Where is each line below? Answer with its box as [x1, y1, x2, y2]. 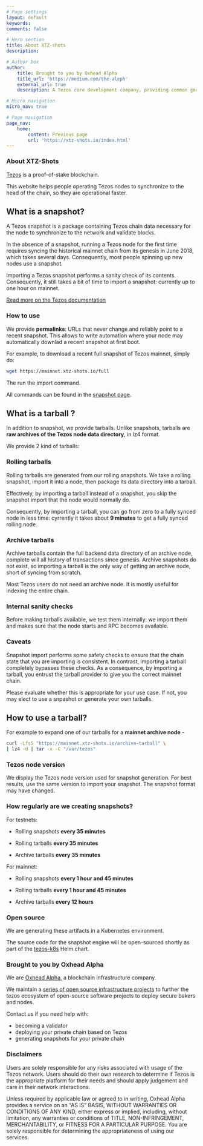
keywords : [6, 20, 31, 26]
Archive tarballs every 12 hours [14, 898, 94, 906]
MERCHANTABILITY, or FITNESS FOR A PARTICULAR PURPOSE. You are [6, 1121, 187, 1128]
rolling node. [6, 520, 37, 528]
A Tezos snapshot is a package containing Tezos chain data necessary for [6, 222, 192, 230]
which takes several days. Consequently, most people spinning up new [6, 254, 183, 261]
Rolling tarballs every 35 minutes [14, 840, 98, 847]
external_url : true [17, 81, 66, 88]
